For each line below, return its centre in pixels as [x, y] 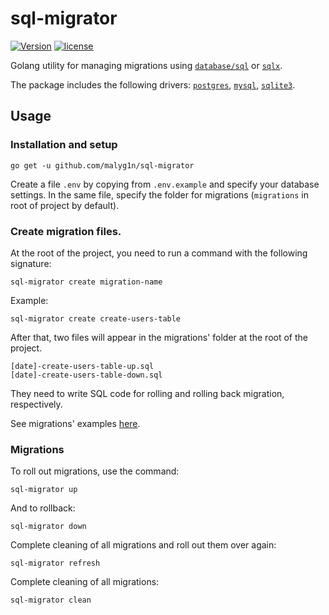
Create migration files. [66, 231]
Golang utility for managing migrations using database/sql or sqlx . [146, 65]
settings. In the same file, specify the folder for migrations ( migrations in [159, 194]
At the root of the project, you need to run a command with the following [159, 253]
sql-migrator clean [51, 600]
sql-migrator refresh [55, 563]
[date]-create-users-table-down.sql [86, 375]
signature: [31, 263]
